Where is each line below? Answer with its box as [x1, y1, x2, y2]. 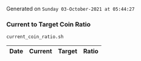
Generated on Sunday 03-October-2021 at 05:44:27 [6, 5, 135, 12]
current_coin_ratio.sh [6, 34, 64, 40]
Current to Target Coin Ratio [6, 20, 91, 28]
